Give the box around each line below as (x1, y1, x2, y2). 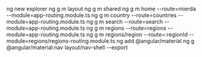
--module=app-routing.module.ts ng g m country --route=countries (6, 12, 177, 19)
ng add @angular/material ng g (116, 38, 195, 44)
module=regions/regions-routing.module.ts (6, 38, 115, 44)
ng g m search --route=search (86, 18, 163, 25)
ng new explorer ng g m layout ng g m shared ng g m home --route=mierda (6, 5, 196, 12)
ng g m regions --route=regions (86, 24, 166, 32)
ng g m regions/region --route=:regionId (86, 31, 188, 38)
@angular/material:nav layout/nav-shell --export (6, 44, 128, 51)
